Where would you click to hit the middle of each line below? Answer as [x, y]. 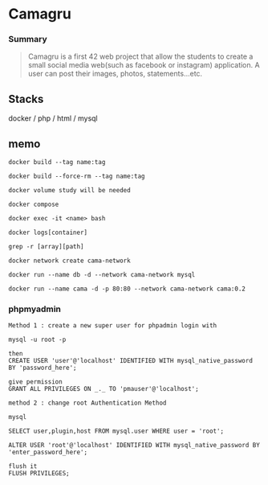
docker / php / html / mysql [53, 118]
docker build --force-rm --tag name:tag [77, 177]
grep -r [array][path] [46, 247]
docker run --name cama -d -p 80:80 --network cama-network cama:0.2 [127, 289]
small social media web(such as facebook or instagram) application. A [144, 65]
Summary [28, 39]
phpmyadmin [35, 309]
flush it [23, 467]
